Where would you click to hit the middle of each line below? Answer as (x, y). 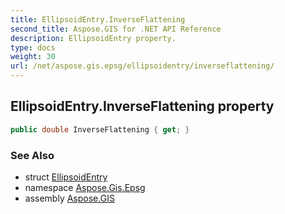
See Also (32, 155)
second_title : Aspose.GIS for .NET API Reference (116, 29)
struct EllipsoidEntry (66, 177)
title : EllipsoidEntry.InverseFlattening (98, 19)
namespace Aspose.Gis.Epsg (85, 187)
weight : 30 (33, 57)
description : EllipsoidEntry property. (93, 38)
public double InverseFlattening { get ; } (100, 129)
